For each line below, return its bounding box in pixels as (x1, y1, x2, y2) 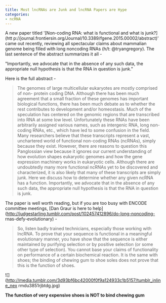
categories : (5, 12, 30, 17)
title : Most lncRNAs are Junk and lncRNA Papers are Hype (5, 7, 127, 12)
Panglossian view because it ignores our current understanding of (17, 148, 152, 154)
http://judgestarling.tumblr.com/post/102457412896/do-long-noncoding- (6, 211, 155, 217)
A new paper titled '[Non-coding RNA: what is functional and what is (5, 30, 144, 36)
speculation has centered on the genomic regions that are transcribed (17, 112, 160, 118)
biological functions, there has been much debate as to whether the (17, 101, 156, 107)
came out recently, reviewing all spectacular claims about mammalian (5, 41, 147, 47)
